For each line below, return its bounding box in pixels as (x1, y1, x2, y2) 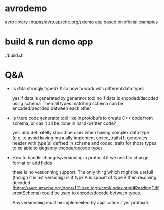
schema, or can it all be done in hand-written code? (12, 120, 116, 126)
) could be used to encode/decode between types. (39, 190, 142, 196)
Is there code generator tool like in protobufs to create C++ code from (12, 115, 153, 121)
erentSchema (12, 190, 40, 196)
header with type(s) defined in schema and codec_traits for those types (12, 140, 157, 146)
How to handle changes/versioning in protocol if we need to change (12, 154, 149, 160)
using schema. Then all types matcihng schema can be (12, 100, 123, 106)
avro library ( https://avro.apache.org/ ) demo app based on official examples (5, 19, 158, 25)
